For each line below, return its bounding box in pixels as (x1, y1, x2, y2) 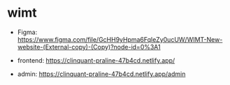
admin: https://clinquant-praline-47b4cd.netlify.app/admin (17, 70, 186, 78)
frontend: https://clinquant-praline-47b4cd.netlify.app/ (17, 56, 175, 64)
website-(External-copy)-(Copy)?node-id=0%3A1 (17, 42, 161, 51)
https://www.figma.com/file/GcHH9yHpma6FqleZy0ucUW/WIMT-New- (17, 35, 223, 43)
